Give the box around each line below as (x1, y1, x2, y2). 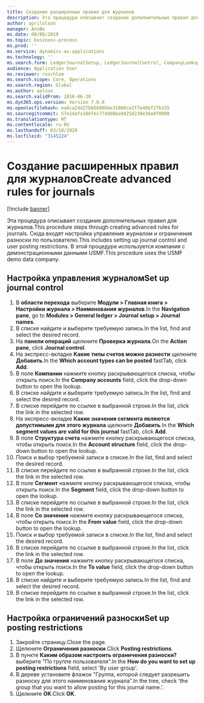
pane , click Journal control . (15, 344, 87, 351)
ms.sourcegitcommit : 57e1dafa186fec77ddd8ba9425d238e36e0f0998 (7, 110, 170, 117)
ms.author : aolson (7, 88, 53, 94)
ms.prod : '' (7, 43, 37, 49)
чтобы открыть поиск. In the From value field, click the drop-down (15, 518, 183, 525)
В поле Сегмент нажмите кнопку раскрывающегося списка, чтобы (15, 479, 191, 486)
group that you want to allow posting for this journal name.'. (15, 684, 164, 691)
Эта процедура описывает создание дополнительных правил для (7, 217, 177, 224)
